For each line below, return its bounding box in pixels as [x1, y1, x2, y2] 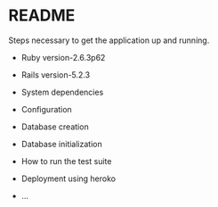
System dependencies [20, 87, 104, 97]
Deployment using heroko [20, 173, 117, 184]
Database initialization [20, 138, 103, 149]
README [8, 5, 76, 26]
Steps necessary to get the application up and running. [8, 35, 210, 46]
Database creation [20, 121, 90, 132]
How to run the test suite [20, 155, 112, 166]
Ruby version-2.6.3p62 [20, 52, 106, 62]
